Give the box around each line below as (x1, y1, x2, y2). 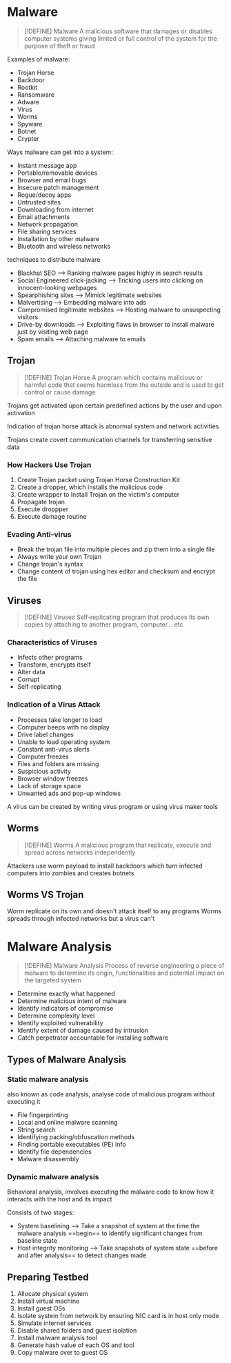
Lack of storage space (17, 781, 81, 790)
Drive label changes (17, 730, 74, 738)
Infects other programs (17, 654, 83, 662)
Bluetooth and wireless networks (17, 242, 111, 250)
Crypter (17, 134, 39, 142)
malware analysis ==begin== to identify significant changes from (17, 1229, 203, 1237)
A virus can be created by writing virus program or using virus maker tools (7, 802, 219, 810)
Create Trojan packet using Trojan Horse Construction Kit (17, 476, 181, 484)
